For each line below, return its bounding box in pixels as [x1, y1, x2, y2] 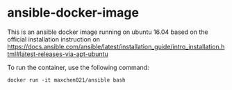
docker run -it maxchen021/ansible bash [7, 76, 126, 84]
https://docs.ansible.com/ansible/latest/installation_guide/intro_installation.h [7, 42, 225, 51]
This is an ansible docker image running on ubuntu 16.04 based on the [7, 28, 208, 36]
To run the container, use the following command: [7, 63, 149, 71]
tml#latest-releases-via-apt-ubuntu [7, 50, 109, 58]
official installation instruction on [7, 35, 101, 43]
